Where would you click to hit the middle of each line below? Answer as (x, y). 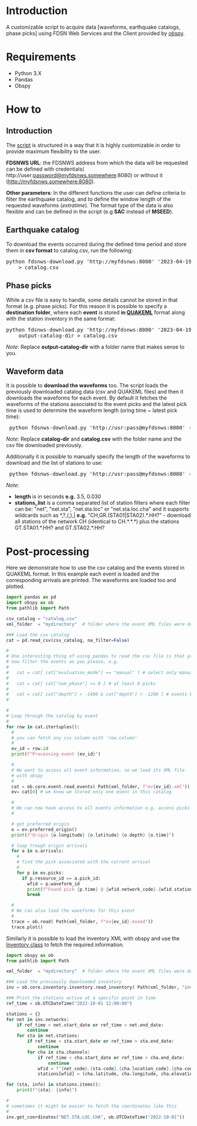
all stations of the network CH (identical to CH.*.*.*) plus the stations (97, 522)
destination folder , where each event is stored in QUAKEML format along (96, 312)
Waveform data (35, 371)
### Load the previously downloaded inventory (64, 982)
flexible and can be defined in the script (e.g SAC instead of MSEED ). (90, 211)
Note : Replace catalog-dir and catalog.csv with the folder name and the (94, 439)
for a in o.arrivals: (38, 851)
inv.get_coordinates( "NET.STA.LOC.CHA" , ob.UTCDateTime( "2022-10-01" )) (95, 1117)
